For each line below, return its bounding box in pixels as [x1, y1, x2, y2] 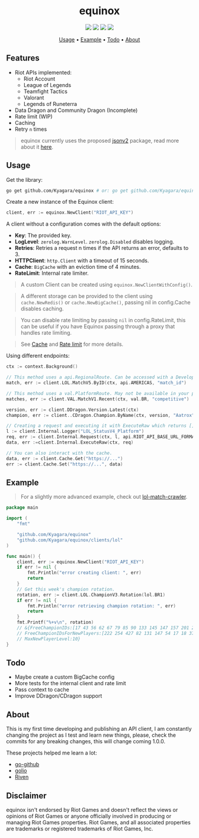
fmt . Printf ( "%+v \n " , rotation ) [17, 619, 94, 625]
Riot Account [23, 75, 56, 82]
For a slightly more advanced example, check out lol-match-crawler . [20, 493, 188, 500]
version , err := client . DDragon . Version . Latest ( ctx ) [6, 407, 139, 413]
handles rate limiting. [20, 329, 72, 336]
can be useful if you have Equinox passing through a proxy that [20, 323, 175, 330]
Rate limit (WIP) [14, 113, 53, 120]
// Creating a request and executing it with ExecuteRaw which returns [6, 423, 187, 429]
